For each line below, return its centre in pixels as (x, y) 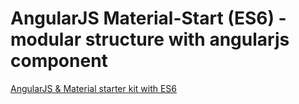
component (59, 61)
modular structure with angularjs (150, 39)
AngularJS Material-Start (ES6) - (148, 18)
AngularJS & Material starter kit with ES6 (94, 88)
